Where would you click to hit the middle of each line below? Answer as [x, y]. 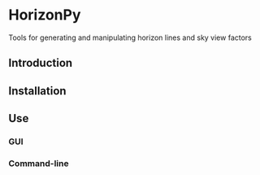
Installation [37, 91]
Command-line [39, 163]
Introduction [41, 63]
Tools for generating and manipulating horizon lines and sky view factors [130, 37]
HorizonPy [45, 15]
